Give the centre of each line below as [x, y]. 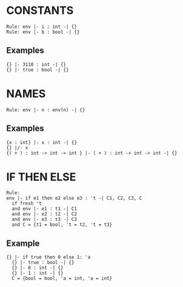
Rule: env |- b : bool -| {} [43, 32]
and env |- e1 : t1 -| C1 [45, 209]
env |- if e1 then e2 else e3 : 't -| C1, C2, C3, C [74, 198]
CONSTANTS [40, 11]
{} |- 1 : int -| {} [38, 273]
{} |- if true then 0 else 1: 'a [48, 257]
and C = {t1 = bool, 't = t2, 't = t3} [62, 225]
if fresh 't [27, 203]
